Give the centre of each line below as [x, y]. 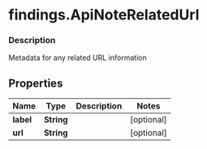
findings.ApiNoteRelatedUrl [104, 15]
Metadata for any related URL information [78, 57]
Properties [36, 83]
